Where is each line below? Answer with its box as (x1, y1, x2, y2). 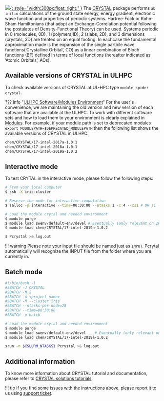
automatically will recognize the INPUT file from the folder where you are (5, 248, 151, 254)
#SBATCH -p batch (5, 312, 41, 318)
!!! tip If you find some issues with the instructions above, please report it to (5, 385, 157, 391)
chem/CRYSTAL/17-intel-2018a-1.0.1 (5, 144, 78, 149)
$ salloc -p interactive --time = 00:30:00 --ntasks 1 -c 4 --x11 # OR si (5, 203, 156, 208)
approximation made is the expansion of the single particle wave (5, 42, 135, 47)
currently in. (5, 254, 29, 259)
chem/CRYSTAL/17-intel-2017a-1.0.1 (5, 140, 78, 144)
